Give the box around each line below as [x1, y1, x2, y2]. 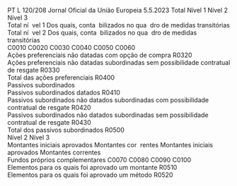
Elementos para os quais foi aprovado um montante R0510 [7, 163, 178, 171]
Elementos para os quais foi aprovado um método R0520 [7, 170, 173, 179]
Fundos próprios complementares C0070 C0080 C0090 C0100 [7, 156, 192, 164]
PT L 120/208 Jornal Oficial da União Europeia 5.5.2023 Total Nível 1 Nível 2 [7, 6, 229, 14]
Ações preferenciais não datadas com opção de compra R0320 [7, 51, 192, 59]
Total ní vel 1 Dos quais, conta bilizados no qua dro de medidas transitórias [7, 21, 231, 29]
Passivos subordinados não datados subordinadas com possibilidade [7, 96, 209, 104]
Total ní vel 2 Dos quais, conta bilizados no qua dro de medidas [7, 28, 197, 37]
